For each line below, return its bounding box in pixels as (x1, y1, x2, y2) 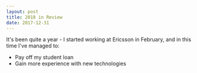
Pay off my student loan (14, 54, 74, 61)
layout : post (6, 8, 39, 15)
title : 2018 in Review (6, 14, 63, 20)
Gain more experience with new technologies (14, 60, 127, 67)
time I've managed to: (6, 42, 60, 49)
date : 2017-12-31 (6, 20, 50, 26)
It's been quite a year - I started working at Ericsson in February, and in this (6, 36, 192, 43)
